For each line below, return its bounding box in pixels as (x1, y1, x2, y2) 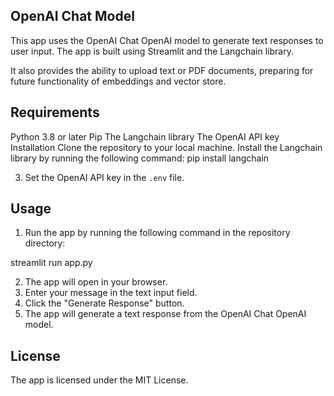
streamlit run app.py (10, 257, 93, 269)
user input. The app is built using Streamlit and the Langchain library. (10, 45, 294, 57)
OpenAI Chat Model (10, 8, 135, 25)
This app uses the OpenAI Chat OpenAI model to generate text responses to (10, 34, 324, 46)
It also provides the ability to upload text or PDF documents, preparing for (10, 64, 314, 76)
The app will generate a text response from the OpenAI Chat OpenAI (24, 308, 307, 320)
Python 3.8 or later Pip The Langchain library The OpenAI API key (10, 130, 280, 143)
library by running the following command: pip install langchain (10, 152, 270, 164)
